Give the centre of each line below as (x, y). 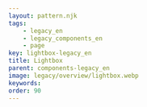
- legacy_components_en (63, 38)
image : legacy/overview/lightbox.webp (73, 76)
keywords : (25, 83)
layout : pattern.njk (43, 16)
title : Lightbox (36, 61)
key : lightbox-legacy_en (50, 53)
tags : (17, 23)
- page (34, 46)
